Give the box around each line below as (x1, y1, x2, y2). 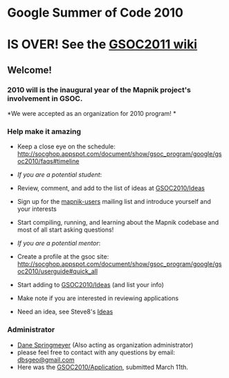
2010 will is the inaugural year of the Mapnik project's (7, 85, 192, 94)
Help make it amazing (7, 126, 82, 136)
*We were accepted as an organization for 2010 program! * (7, 110, 176, 118)
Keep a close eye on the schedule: (17, 142, 116, 151)
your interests (17, 205, 57, 213)
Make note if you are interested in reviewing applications (17, 294, 178, 302)
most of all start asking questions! (17, 225, 114, 234)
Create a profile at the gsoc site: (17, 252, 109, 261)
